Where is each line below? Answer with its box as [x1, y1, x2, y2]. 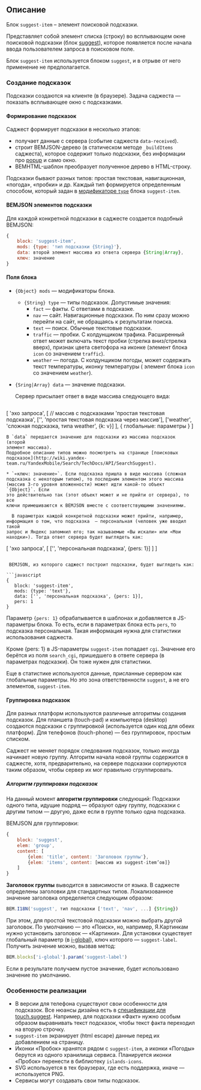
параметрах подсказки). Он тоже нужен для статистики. [6, 658, 152, 665]
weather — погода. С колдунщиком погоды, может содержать [32, 356, 191, 363]
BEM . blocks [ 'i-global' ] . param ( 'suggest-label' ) [6, 954, 128, 960]
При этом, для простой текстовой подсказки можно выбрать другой [6, 917, 182, 924]
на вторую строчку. [14, 1026, 65, 1033]
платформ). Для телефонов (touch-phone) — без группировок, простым [6, 729, 191, 736]
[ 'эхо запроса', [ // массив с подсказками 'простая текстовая [6, 409, 165, 416]
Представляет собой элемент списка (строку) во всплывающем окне [6, 33, 186, 40]
